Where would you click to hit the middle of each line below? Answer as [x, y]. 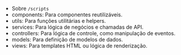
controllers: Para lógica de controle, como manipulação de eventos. [93, 33]
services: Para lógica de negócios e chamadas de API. [78, 27]
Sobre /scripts [30, 8]
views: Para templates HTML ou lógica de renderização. [80, 46]
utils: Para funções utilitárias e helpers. [59, 21]
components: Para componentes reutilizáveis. [67, 15]
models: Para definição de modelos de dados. [67, 39]
